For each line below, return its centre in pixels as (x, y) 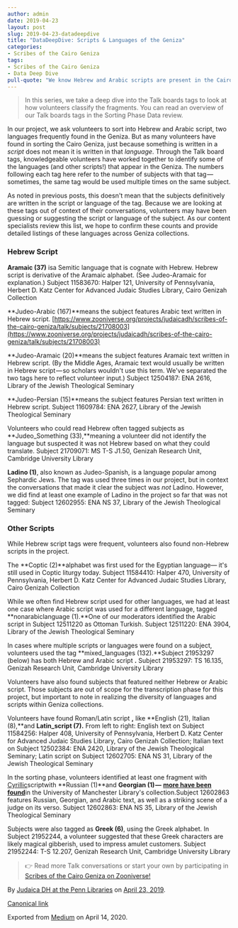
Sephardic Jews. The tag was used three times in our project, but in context (118, 480)
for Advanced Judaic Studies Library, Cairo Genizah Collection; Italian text (115, 740)
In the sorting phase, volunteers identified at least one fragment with (107, 777)
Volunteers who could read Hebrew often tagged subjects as (96, 428)
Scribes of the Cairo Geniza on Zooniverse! (87, 875)
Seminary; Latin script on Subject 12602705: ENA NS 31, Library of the (110, 756)
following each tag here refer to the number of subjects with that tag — (110, 174)
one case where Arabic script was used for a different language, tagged (112, 609)
